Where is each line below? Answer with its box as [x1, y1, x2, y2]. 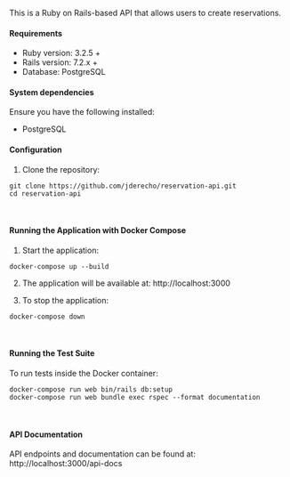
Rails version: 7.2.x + [21, 57, 98, 68]
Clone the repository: [21, 164, 101, 174]
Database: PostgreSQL [21, 67, 106, 77]
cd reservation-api [9, 189, 82, 198]
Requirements [9, 28, 63, 38]
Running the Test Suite [9, 348, 95, 359]
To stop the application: [21, 295, 109, 305]
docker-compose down [9, 311, 86, 321]
